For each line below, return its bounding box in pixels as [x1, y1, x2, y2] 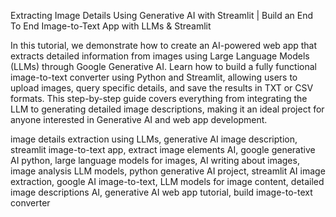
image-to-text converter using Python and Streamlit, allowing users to [10, 71, 298, 83]
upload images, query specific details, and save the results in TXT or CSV [10, 82, 314, 94]
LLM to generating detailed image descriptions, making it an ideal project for [10, 103, 325, 115]
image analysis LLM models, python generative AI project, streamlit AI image [10, 165, 326, 177]
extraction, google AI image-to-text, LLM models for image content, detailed [10, 176, 325, 187]
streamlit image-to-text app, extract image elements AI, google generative [10, 144, 316, 155]
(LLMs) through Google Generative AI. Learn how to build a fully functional [10, 61, 317, 72]
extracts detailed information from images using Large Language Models [10, 50, 310, 62]
